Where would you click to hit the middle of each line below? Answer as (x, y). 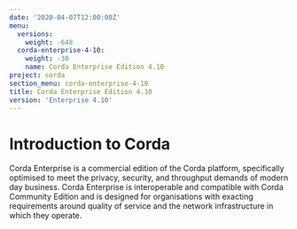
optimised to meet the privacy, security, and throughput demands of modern (149, 178)
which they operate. (46, 216)
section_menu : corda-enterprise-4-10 (79, 83)
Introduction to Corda (90, 144)
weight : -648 (49, 42)
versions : (35, 34)
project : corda (37, 75)
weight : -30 (47, 59)
